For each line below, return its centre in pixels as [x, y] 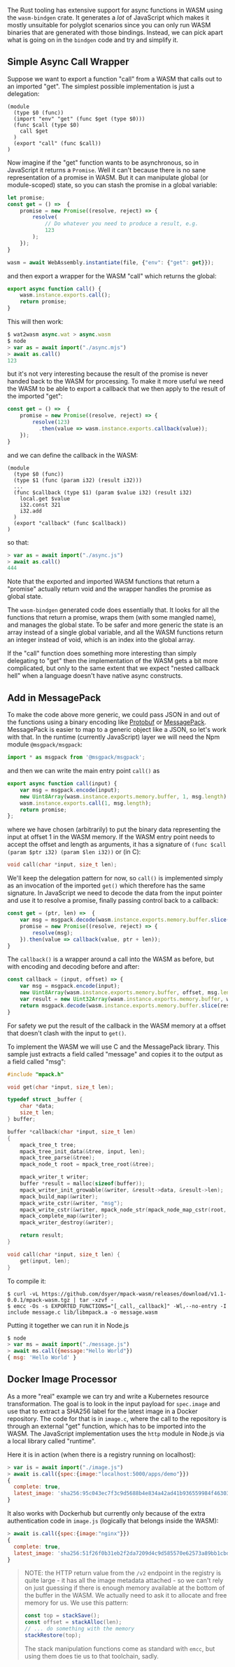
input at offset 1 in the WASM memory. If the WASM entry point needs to [111, 837]
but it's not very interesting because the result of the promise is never [108, 374]
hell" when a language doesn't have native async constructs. [95, 676]
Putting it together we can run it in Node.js [68, 1325]
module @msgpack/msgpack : [45, 744]
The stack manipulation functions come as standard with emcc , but [120, 1648]
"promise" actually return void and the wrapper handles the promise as [109, 589]
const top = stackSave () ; [62, 1616]
